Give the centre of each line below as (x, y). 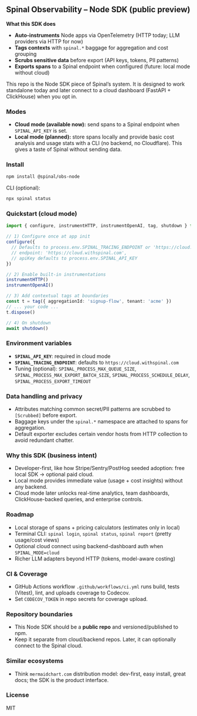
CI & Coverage (27, 573)
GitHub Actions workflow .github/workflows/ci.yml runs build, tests (97, 586)
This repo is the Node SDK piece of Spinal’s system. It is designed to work (96, 84)
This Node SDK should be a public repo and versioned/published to (96, 627)
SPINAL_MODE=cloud (37, 553)
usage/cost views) (37, 540)
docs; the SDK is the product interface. (62, 680)
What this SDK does (31, 23)
